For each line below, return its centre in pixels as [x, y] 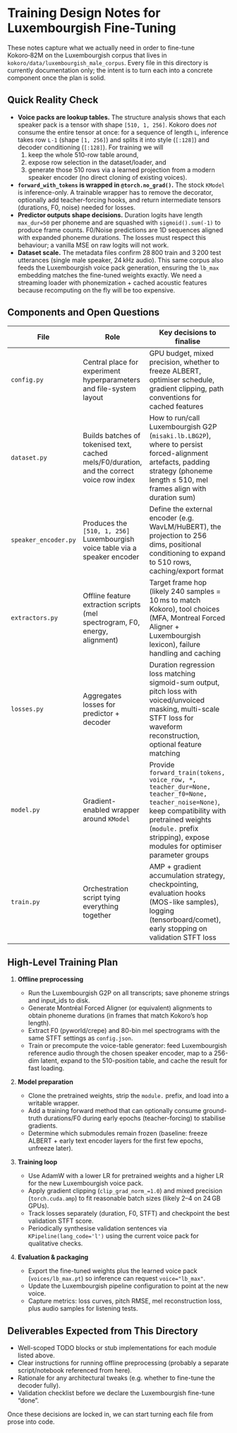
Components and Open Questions [84, 313]
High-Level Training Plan [63, 962]
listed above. [36, 1355]
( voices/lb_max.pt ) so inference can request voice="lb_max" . [117, 1279]
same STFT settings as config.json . [80, 1038]
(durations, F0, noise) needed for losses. [77, 207]
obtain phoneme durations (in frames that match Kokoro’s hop [118, 1016]
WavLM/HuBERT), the [185, 527]
